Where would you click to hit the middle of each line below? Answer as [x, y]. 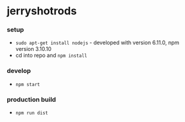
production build [31, 99]
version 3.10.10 [33, 49]
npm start [28, 84]
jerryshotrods [42, 11]
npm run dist [32, 113]
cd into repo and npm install [51, 56]
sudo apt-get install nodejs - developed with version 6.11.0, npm [97, 42]
